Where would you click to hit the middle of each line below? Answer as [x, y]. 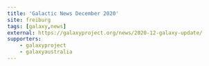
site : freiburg [29, 20]
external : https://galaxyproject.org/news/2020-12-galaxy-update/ [105, 33]
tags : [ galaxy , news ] [37, 26]
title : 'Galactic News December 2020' [63, 13]
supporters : [24, 39]
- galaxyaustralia [46, 52]
